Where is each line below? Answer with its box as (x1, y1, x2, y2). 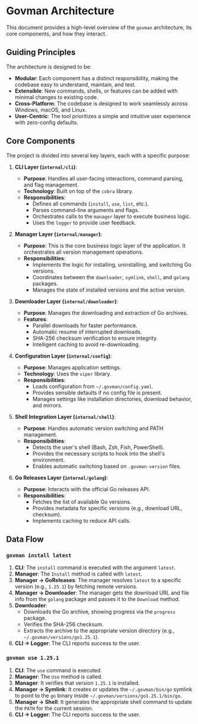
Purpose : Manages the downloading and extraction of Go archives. (23, 309, 189, 316)
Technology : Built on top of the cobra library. (23, 187, 133, 194)
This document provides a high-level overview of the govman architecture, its (6, 24, 192, 31)
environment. (32, 456, 65, 463)
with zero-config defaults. (14, 119, 79, 126)
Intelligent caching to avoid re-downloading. (32, 340, 140, 348)
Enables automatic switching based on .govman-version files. (32, 462, 181, 470)
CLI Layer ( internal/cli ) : (14, 163, 78, 170)
